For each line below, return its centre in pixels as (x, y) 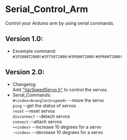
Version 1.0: (24, 39)
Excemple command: (34, 51)
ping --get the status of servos (44, 105)
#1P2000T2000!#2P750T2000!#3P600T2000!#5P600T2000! (68, 57)
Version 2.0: (25, 72)
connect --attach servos (37, 121)
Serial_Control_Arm (47, 9)
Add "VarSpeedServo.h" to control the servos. (60, 89)
